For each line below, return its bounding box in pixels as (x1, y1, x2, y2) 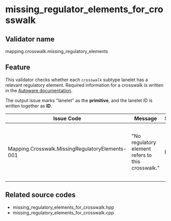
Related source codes (5, 190, 76, 200)
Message (134, 115, 157, 122)
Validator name (5, 35, 55, 43)
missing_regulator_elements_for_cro (5, 4, 164, 15)
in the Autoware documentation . (5, 87, 73, 93)
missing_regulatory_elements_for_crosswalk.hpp (12, 204, 115, 210)
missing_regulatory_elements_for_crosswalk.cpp (12, 209, 115, 215)
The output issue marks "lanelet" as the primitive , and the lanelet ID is (5, 97, 153, 103)
